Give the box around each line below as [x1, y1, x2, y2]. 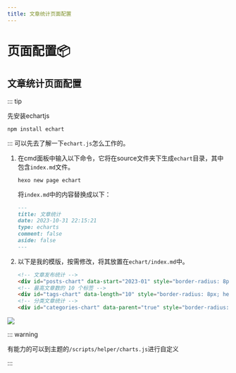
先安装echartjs [7, 111, 50, 120]
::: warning [7, 330, 39, 338]
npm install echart [7, 125, 65, 133]
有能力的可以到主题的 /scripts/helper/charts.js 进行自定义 [7, 345, 179, 353]
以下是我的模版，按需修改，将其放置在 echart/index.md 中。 [17, 257, 189, 266]
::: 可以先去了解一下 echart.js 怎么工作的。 [7, 138, 130, 147]
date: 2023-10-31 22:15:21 [17, 217, 97, 225]
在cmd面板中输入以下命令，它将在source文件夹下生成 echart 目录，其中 [17, 153, 224, 162]
